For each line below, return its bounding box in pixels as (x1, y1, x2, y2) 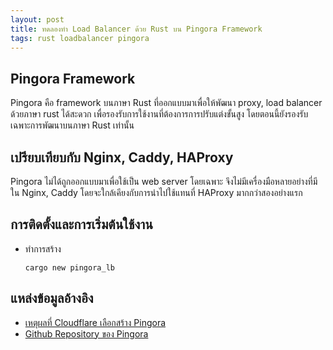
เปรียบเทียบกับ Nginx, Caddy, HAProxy (10, 149, 234, 166)
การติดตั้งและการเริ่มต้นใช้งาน (10, 216, 153, 233)
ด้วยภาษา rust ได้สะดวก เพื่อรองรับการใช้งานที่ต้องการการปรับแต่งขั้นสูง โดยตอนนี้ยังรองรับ (10, 108, 309, 120)
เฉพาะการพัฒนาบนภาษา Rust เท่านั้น (10, 119, 135, 131)
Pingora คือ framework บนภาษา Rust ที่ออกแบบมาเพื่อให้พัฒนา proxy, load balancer (10, 97, 323, 109)
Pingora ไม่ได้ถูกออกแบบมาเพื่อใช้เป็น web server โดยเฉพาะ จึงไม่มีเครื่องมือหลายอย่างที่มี (10, 176, 318, 187)
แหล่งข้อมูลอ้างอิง (10, 290, 94, 307)
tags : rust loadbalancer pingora (10, 33, 150, 43)
